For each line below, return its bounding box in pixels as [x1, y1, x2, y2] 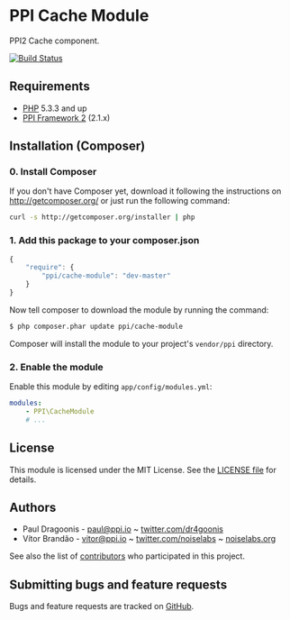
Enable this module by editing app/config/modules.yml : [9, 381, 213, 392]
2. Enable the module [9, 360, 104, 373]
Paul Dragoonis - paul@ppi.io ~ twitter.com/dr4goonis [22, 524, 223, 534]
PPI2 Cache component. [9, 35, 100, 46]
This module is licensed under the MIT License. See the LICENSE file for [9, 464, 277, 475]
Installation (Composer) [9, 139, 146, 154]
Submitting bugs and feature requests [9, 577, 228, 592]
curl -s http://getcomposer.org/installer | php [9, 213, 195, 222]
